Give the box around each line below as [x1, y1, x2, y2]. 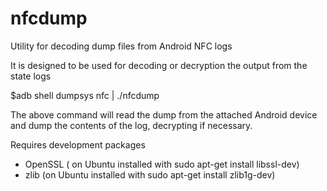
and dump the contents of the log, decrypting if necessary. [10, 119, 253, 131]
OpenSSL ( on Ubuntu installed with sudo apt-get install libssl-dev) [24, 158, 300, 170]
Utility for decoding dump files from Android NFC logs [10, 40, 233, 52]
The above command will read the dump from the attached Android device [10, 108, 318, 121]
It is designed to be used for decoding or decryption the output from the [10, 59, 308, 71]
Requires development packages [10, 138, 146, 151]
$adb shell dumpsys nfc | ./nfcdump [10, 89, 160, 101]
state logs [10, 70, 52, 82]
